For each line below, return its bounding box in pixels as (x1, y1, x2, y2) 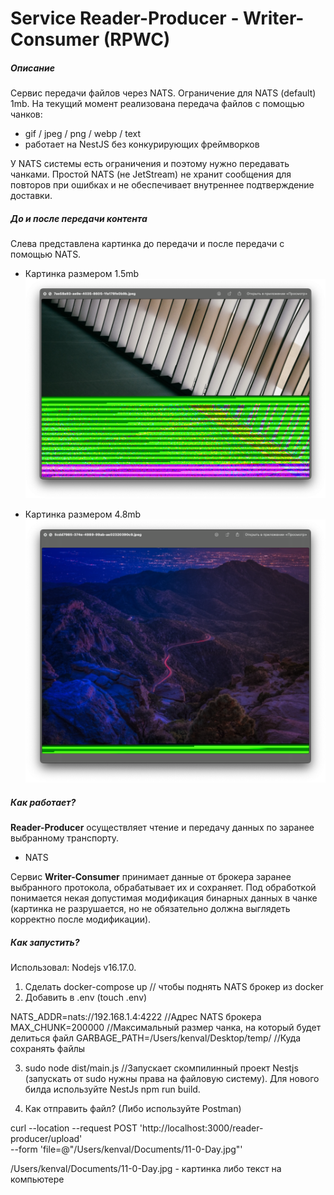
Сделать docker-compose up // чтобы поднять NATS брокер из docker (24, 981, 324, 993)
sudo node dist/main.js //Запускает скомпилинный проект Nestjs (24, 1062, 299, 1074)
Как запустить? (10, 936, 80, 948)
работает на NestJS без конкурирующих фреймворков (24, 138, 260, 151)
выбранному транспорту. (10, 832, 120, 844)
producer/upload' (10, 1133, 83, 1145)
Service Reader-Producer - (10, 7, 240, 30)
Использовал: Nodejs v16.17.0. (10, 962, 137, 974)
